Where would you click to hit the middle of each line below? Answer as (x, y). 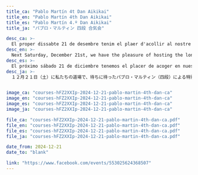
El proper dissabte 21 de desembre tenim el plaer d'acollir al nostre (101, 44)
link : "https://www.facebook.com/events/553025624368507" (79, 163)
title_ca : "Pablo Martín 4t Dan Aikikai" (58, 11)
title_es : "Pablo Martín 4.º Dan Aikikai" (59, 22)
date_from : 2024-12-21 (34, 147)
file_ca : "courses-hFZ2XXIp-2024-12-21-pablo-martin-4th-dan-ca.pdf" (93, 120)
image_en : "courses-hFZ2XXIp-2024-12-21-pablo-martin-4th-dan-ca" (89, 98)
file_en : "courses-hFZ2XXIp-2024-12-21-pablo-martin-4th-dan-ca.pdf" (93, 125)
